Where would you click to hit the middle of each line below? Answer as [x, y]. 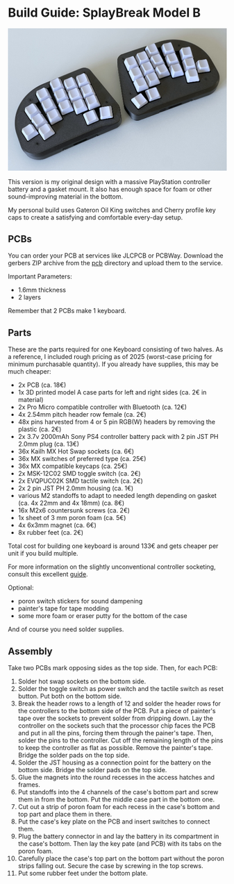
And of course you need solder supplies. [66, 629]
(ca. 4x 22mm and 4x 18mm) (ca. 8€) [71, 503]
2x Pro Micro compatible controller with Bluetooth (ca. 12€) [102, 407]
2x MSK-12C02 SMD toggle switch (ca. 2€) [79, 474]
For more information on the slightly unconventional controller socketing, [112, 567]
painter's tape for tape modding [64, 608]
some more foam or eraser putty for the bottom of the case [102, 616]
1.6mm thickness [42, 290]
